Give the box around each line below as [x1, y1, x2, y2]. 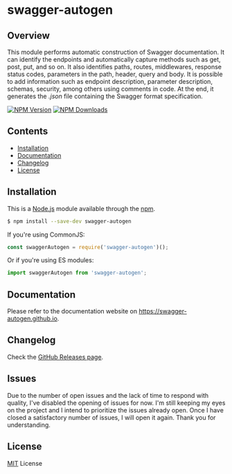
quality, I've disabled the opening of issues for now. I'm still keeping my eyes [7, 399, 226, 407]
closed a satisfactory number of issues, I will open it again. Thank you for [7, 413, 216, 421]
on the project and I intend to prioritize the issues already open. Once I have [7, 405, 224, 414]
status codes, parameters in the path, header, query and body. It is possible [7, 70, 223, 78]
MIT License [7, 459, 43, 467]
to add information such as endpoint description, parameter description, [7, 78, 213, 85]
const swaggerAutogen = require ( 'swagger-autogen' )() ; [7, 244, 169, 250]
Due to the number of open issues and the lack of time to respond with [7, 391, 209, 399]
